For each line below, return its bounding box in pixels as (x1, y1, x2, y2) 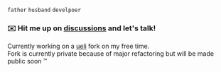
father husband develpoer (7, 6, 82, 13)
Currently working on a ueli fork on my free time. (7, 42, 150, 51)
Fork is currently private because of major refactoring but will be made (7, 49, 215, 58)
